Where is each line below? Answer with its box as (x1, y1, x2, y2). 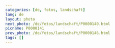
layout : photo (5, 16, 36, 21)
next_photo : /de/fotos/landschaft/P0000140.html (5, 21, 110, 26)
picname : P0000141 (5, 26, 44, 31)
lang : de (5, 12, 24, 17)
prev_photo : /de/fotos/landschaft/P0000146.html (5, 30, 110, 35)
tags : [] (5, 35, 24, 40)
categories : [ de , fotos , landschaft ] (5, 7, 85, 12)
